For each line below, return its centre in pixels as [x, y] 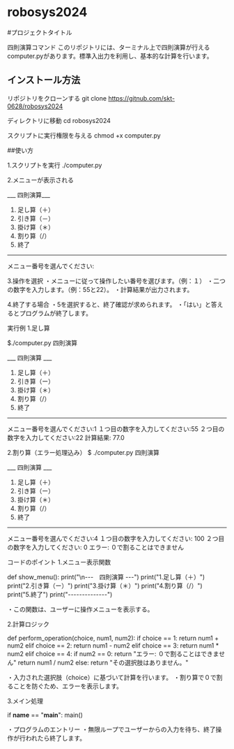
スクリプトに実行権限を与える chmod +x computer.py [84, 135]
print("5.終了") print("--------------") [60, 594]
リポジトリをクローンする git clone [57, 98]
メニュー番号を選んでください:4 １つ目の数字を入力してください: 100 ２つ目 [116, 538]
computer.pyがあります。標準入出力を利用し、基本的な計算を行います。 [110, 56]
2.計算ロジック [29, 624]
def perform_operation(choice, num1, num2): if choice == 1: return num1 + [113, 638]
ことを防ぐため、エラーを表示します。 [68, 686]
